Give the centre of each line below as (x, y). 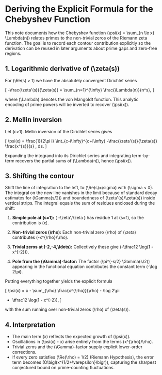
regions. (13, 53)
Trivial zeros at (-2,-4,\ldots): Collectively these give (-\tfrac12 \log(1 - (83, 247)
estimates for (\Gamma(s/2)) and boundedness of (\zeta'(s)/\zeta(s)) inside (80, 198)
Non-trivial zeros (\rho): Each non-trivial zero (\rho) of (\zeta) (74, 232)
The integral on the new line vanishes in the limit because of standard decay (81, 193)
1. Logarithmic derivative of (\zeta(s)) (62, 69)
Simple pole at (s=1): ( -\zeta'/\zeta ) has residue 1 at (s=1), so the (78, 218)
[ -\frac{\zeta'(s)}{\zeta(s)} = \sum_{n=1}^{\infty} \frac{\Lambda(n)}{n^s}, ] (80, 90)
